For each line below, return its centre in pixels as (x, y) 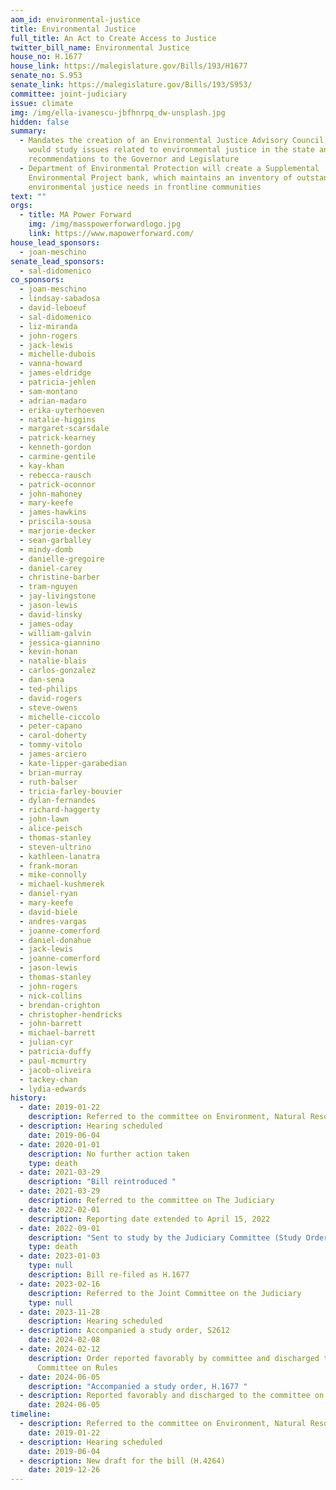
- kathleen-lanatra (60, 856)
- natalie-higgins (58, 419)
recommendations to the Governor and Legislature (134, 159)
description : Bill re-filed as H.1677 (109, 1275)
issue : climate (42, 103)
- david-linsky (51, 614)
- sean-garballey (55, 540)
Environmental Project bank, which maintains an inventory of (160, 177)
